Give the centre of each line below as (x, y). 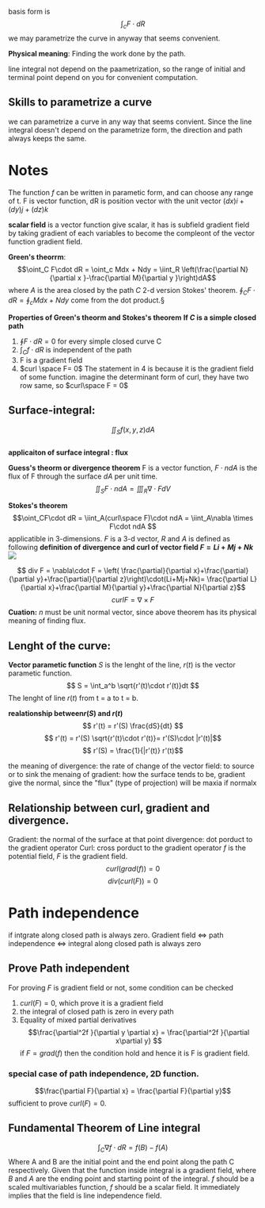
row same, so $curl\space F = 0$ (74, 385)
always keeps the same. (47, 138)
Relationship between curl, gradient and (109, 808)
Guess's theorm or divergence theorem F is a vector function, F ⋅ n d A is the (133, 467)
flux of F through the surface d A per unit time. (83, 476)
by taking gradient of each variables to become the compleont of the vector (132, 233)
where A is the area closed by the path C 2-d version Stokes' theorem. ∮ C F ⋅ (132, 291)
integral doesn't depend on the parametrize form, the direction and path (125, 129)
